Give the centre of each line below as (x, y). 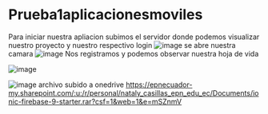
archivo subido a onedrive (81, 85)
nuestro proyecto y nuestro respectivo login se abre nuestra (122, 45)
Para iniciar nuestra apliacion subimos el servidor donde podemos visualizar (134, 37)
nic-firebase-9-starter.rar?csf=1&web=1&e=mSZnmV (95, 101)
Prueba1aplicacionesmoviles (106, 15)
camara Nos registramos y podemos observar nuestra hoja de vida (134, 53)
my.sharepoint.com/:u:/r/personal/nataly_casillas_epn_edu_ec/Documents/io (134, 92)
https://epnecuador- (159, 85)
